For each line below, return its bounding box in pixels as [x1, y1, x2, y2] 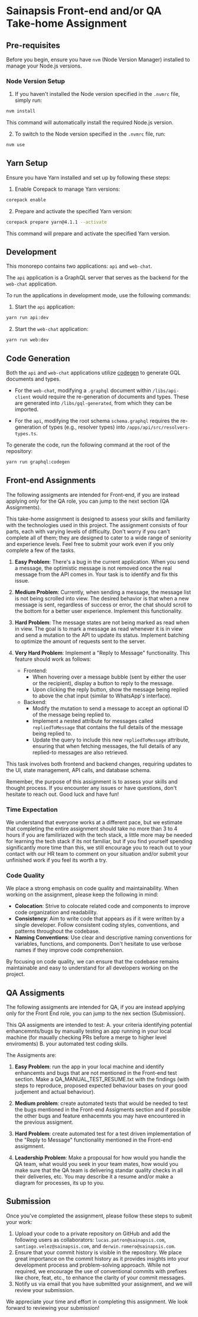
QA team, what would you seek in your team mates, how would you [14, 1161, 178, 1168]
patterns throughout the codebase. [14, 928, 100, 935]
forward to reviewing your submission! [6, 1304, 100, 1311]
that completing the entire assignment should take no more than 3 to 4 [6, 825, 178, 832]
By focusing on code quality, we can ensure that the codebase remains [6, 958, 179, 965]
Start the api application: [14, 303, 76, 310]
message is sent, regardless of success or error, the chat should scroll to [14, 601, 193, 608]
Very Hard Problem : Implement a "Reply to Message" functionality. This [14, 649, 190, 656]
